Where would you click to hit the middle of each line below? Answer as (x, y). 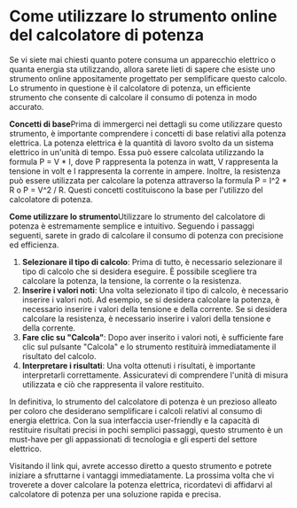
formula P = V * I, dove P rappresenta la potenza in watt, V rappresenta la (144, 161)
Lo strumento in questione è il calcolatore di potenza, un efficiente (130, 88)
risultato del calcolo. (59, 356)
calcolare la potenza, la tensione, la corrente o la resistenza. (132, 280)
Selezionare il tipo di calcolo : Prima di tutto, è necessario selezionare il (152, 262)
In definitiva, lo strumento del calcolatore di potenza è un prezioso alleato (143, 402)
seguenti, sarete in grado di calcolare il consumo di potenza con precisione (146, 235)
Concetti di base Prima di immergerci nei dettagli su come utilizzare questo (146, 124)
